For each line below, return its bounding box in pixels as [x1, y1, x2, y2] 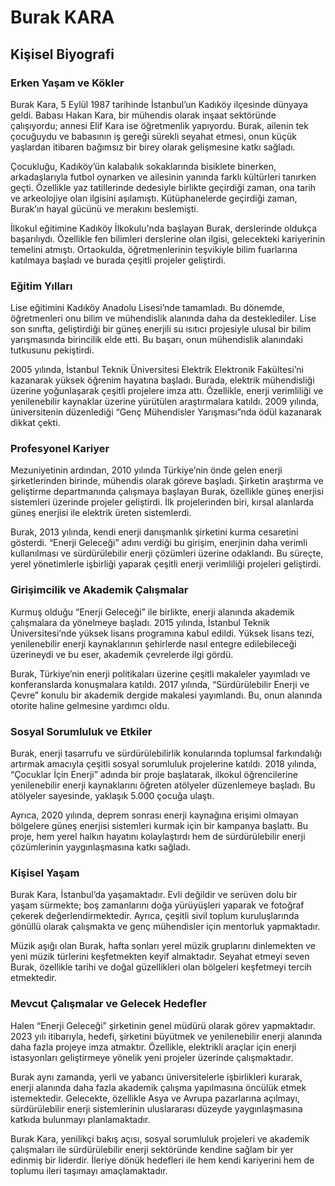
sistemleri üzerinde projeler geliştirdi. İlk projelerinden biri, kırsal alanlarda [10, 496, 314, 508]
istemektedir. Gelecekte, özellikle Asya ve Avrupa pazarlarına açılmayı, [10, 1092, 300, 1104]
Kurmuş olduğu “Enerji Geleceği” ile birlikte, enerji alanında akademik [10, 606, 295, 618]
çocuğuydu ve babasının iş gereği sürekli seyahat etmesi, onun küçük [10, 130, 297, 142]
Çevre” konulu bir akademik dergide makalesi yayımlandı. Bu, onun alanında [10, 689, 323, 701]
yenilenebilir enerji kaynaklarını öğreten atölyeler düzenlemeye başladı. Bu [10, 779, 316, 791]
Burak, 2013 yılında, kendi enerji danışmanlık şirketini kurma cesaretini [10, 526, 299, 538]
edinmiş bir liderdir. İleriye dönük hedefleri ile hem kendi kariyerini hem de [10, 1154, 315, 1166]
